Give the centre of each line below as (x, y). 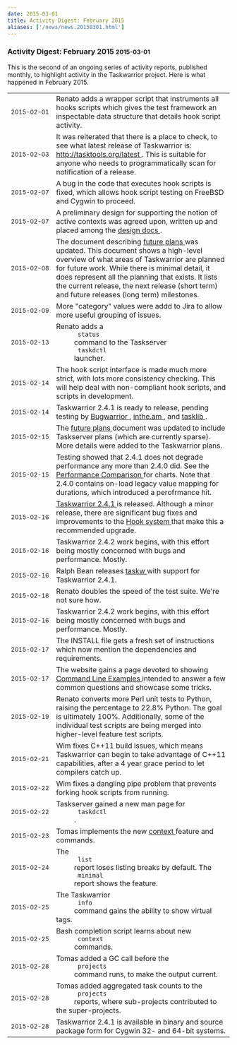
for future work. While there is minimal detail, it (133, 268)
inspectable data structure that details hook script (138, 116)
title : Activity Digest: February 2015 (66, 20)
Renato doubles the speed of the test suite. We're (138, 591)
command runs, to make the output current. (146, 974)
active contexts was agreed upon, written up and (137, 221)
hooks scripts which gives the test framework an (136, 107)
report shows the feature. (116, 883)
